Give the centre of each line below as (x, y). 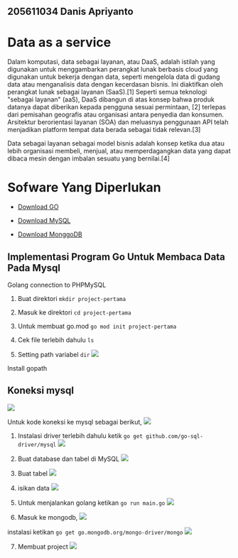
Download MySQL (44, 221)
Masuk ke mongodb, (48, 517)
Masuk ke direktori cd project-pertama (74, 312)
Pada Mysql (34, 268)
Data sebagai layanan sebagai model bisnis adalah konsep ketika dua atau (116, 143)
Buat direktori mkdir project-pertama (72, 299)
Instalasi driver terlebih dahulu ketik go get (80, 435)
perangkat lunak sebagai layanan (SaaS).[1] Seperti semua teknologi (107, 92)
